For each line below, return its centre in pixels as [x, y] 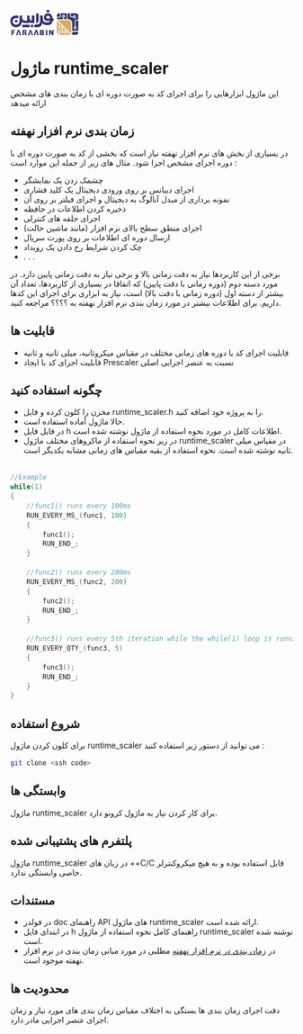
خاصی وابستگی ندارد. [46, 872]
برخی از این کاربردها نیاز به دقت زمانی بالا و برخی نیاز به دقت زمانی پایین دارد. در [145, 274]
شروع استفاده [45, 724]
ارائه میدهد [28, 103]
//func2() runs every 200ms [79, 572]
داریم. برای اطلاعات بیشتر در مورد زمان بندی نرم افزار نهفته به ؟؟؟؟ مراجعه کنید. [146, 302]
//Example [29, 478]
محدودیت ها [40, 989]
